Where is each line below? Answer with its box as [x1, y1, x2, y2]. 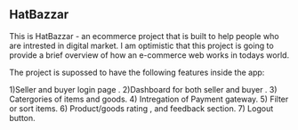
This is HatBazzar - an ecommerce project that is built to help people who [9, 30, 279, 41]
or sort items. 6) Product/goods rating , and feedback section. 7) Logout [9, 102, 274, 114]
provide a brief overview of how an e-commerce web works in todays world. [9, 49, 290, 61]
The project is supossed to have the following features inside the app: [9, 67, 265, 77]
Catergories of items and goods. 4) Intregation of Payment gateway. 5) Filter [9, 93, 289, 104]
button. [9, 112, 36, 123]
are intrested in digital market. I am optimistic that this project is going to [9, 40, 274, 51]
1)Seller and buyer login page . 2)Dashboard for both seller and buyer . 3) [9, 84, 278, 94]
